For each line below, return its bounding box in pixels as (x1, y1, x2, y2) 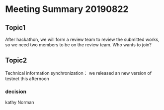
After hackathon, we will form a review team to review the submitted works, (5, 36, 160, 42)
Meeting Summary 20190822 (5, 3, 129, 15)
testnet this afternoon (5, 76, 50, 82)
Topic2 (5, 56, 27, 65)
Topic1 (5, 23, 26, 32)
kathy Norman (5, 100, 34, 106)
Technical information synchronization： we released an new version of (5, 70, 152, 76)
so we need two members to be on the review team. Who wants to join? (5, 42, 152, 48)
